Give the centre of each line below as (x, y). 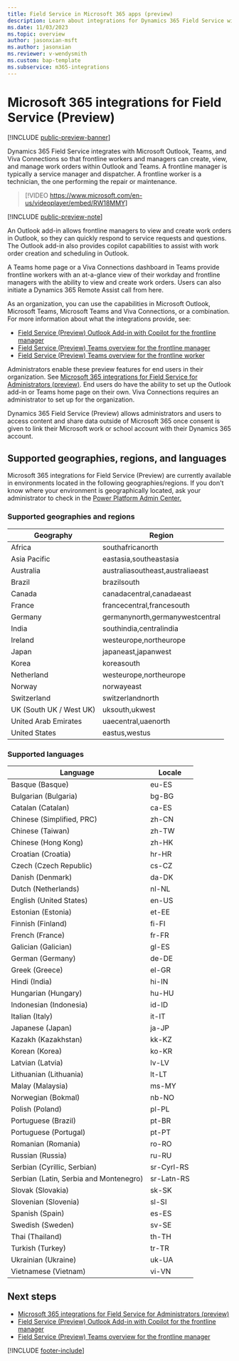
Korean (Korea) (37, 1051)
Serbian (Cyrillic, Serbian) (54, 1167)
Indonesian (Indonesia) (49, 1004)
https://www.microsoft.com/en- (96, 195)
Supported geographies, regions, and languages (117, 458)
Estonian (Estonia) (42, 912)
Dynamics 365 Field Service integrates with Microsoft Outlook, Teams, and (117, 151)
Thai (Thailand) (37, 1236)
